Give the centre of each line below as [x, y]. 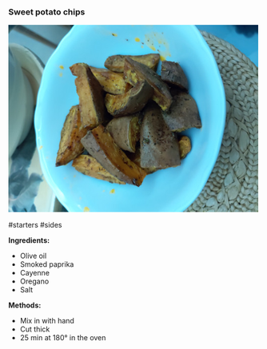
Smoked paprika [47, 264]
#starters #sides [35, 225]
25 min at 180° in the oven [63, 338]
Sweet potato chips [47, 12]
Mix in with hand [47, 321]
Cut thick [35, 329]
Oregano [34, 281]
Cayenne [35, 273]
